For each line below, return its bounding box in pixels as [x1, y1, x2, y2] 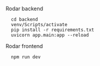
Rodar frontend [5, 43, 43, 49]
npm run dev [11, 54, 41, 60]
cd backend [11, 17, 38, 23]
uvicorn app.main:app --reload [11, 32, 89, 38]
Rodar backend [5, 5, 43, 12]
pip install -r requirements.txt [11, 27, 95, 33]
